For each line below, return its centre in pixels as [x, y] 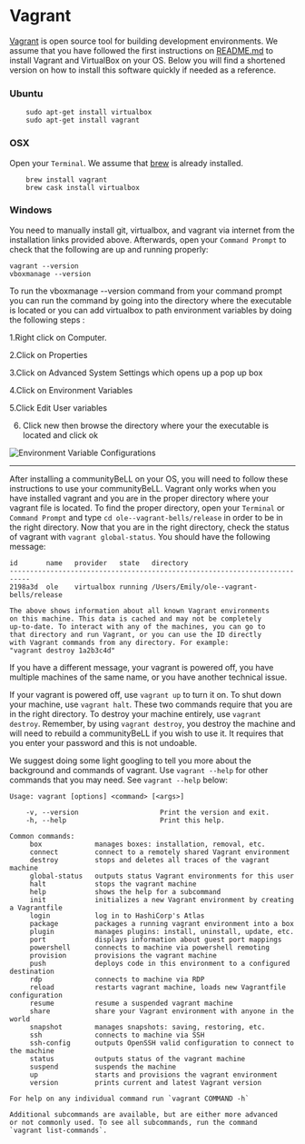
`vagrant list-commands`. [58, 1130]
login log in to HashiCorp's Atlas [117, 915]
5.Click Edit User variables [58, 408]
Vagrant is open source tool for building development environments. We [144, 41]
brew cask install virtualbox [83, 187]
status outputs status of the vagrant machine [138, 1059]
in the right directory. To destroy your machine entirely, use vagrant [135, 713]
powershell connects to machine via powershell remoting [150, 947]
